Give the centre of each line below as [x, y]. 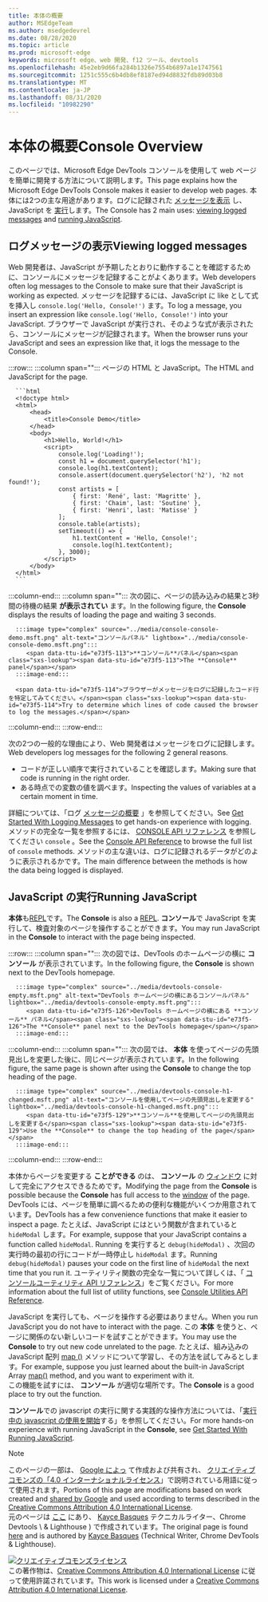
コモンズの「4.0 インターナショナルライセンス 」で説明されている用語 [123, 1479]
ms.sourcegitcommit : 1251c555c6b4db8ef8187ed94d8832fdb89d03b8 [116, 75]
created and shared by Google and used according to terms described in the [134, 1498]
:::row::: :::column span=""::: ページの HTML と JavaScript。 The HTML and [131, 367]
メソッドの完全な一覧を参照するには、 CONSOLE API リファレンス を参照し [132, 831]
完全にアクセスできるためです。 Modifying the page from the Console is [140, 1185]
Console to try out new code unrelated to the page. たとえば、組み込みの [128, 1347]
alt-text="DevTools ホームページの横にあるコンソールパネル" [157, 995]
